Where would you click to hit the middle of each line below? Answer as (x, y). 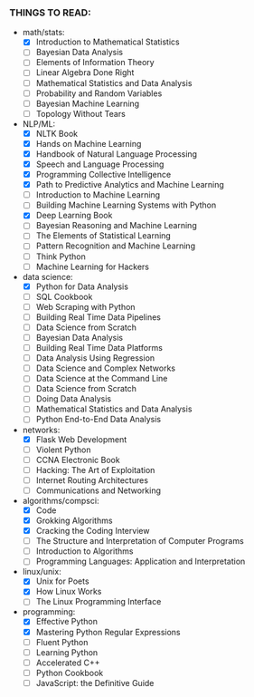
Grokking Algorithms (74, 520)
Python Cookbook (70, 673)
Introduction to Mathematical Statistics (108, 42)
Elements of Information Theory (95, 63)
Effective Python (66, 622)
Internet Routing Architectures (92, 480)
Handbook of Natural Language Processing (116, 154)
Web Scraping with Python (85, 306)
